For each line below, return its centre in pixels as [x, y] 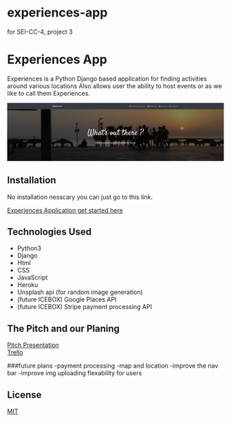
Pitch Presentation [33, 345]
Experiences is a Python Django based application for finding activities [107, 78]
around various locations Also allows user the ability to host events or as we [114, 86]
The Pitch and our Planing [64, 328]
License [24, 395]
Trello [15, 352]
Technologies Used [49, 232]
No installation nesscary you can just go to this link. [80, 197]
